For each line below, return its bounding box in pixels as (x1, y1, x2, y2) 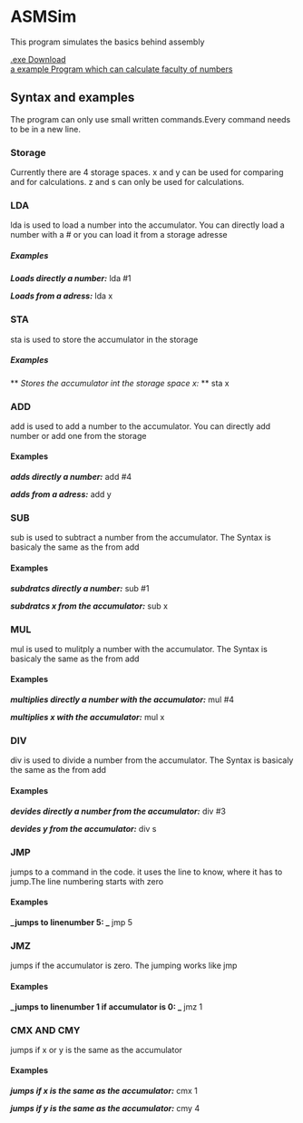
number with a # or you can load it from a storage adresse (10, 229, 228, 240)
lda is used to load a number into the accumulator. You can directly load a (10, 220, 285, 230)
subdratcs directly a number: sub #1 (10, 582, 150, 593)
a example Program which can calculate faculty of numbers (10, 63, 233, 74)
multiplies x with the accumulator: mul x (10, 712, 165, 723)
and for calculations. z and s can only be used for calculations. (10, 177, 245, 188)
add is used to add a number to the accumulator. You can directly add (10, 420, 271, 432)
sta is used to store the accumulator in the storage (10, 334, 199, 345)
